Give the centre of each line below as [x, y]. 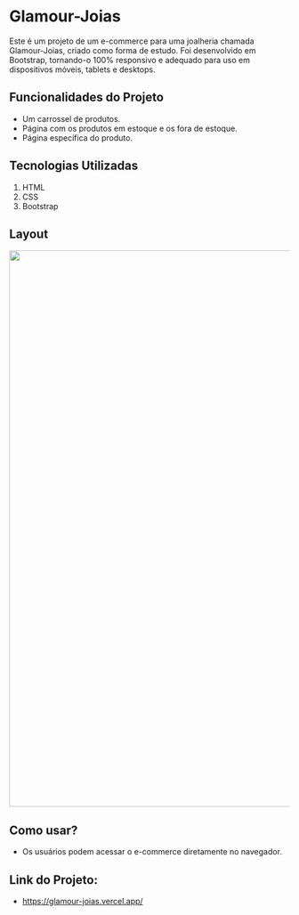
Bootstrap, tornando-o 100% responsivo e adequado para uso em [130, 60]
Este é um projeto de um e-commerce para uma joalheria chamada [132, 41]
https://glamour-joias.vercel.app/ [83, 901]
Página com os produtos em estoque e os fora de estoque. [129, 128]
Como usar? [44, 830]
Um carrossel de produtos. [71, 118]
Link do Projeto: [53, 880]
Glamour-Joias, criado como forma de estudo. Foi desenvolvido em [133, 50]
